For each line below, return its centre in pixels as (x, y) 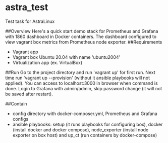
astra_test (27, 7)
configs (20, 119)
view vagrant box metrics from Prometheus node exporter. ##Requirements (84, 42)
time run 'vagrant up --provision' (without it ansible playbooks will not (78, 78)
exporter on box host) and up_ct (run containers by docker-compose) (85, 135)
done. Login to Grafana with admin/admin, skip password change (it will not (84, 88)
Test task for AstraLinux (30, 21)
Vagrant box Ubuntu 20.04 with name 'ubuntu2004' (66, 57)
